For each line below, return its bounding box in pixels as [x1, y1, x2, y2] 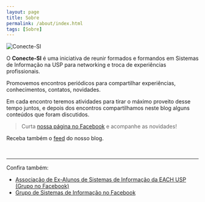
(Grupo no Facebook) [15, 182, 70, 190]
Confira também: [6, 164, 49, 171]
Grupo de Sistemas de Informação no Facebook [15, 189, 136, 196]
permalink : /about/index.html [6, 20, 84, 26]
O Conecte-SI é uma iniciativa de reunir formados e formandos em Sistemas [6, 54, 199, 62]
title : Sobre [6, 15, 40, 21]
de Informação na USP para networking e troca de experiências [6, 61, 167, 69]
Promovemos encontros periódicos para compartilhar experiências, [6, 80, 176, 87]
